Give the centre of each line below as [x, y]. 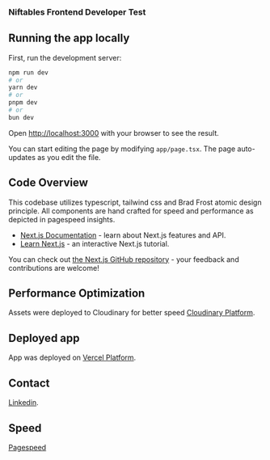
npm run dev [28, 72]
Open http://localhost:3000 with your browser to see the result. [114, 133]
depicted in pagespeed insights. [62, 219]
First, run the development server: [65, 57]
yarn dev [23, 87]
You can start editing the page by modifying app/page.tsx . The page [122, 149]
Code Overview [49, 183]
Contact [29, 383]
